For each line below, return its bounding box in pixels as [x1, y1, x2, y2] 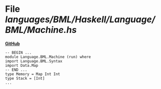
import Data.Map [5, 63, 38, 68]
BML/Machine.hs [5, 25, 77, 35]
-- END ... [5, 67, 27, 72]
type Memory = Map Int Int [5, 71, 60, 77]
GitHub [5, 40, 20, 46]
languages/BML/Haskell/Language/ [5, 14, 156, 25]
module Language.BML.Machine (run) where [5, 54, 91, 59]
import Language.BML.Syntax [5, 59, 63, 63]
